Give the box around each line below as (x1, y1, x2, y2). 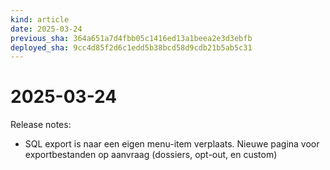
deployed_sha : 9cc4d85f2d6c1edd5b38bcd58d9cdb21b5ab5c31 (10, 42, 253, 53)
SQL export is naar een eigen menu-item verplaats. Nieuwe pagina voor (24, 138, 320, 150)
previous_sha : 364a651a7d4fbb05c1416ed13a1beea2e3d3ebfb (10, 33, 253, 43)
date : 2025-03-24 (10, 24, 83, 34)
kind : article (10, 14, 70, 25)
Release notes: (10, 119, 72, 131)
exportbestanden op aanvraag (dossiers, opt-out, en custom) (24, 149, 278, 161)
